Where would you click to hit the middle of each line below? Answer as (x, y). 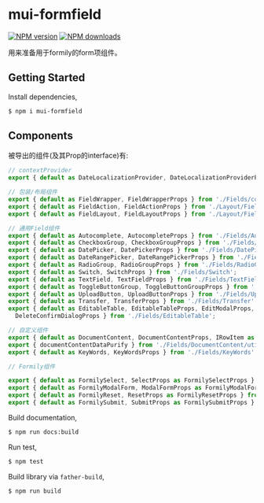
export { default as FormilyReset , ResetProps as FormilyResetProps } (126, 395)
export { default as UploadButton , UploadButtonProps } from (110, 294)
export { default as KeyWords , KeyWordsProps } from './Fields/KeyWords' (132, 352)
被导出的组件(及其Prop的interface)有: (68, 156)
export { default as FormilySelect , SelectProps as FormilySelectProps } (132, 381)
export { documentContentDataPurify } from (81, 345)
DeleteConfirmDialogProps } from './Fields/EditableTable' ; (115, 316)
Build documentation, (42, 417)
